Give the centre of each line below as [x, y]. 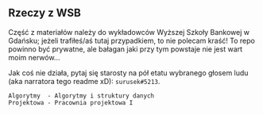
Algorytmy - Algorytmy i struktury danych [81, 96]
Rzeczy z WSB [44, 13]
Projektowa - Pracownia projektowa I [71, 102]
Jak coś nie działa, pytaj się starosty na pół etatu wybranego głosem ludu [128, 73]
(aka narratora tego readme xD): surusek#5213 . [84, 81]
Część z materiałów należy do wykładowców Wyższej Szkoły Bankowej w [129, 32]
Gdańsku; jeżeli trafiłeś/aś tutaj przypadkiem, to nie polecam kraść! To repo [132, 40]
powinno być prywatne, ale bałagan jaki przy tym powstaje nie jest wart [126, 49]
